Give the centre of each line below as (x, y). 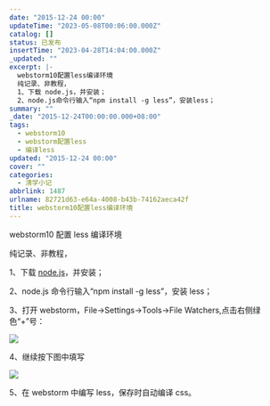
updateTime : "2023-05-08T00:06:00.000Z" (86, 26)
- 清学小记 (35, 183)
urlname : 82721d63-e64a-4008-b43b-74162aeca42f (99, 200)
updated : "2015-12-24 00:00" (63, 158)
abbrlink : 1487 (37, 191)
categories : (31, 175)
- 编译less (36, 150)
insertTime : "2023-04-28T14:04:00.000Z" (86, 51)
